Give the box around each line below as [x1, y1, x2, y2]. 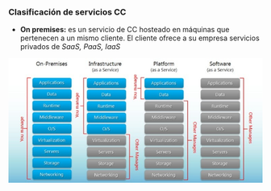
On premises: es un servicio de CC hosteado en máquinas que [19, 25, 230, 35]
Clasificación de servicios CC [8, 6, 127, 18]
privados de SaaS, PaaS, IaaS [19, 42, 121, 52]
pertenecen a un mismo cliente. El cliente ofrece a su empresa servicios [19, 33, 260, 43]
